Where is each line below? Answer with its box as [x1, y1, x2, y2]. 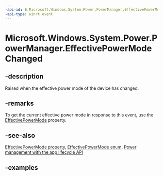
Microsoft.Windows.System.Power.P [5, 32, 158, 44]
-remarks [5, 99, 34, 107]
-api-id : [5, 7, 23, 12]
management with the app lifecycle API [5, 149, 83, 155]
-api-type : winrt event [5, 12, 53, 16]
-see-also [5, 131, 35, 140]
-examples [5, 163, 38, 172]
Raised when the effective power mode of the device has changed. [5, 85, 139, 91]
